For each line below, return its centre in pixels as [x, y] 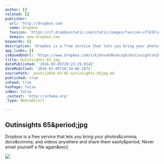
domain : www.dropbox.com [35, 37]
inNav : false [18, 92]
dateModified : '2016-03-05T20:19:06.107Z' [49, 69]
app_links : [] [20, 50]
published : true [21, 78]
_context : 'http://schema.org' [37, 96]
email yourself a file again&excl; [37, 147]
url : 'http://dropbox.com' [37, 23]
